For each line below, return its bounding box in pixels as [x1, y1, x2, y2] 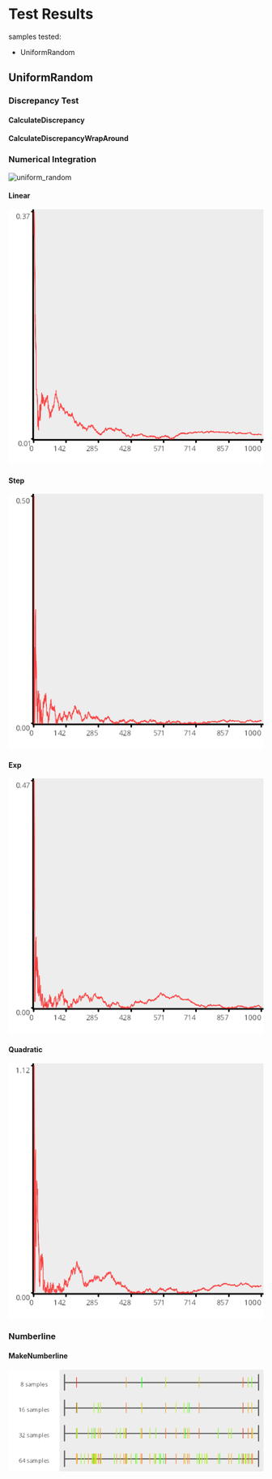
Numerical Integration [8, 154, 97, 165]
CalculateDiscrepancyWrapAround [8, 134, 130, 143]
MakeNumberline [8, 1351, 69, 1361]
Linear [8, 191, 31, 201]
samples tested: [8, 32, 62, 41]
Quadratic [8, 1044, 43, 1054]
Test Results [8, 5, 94, 23]
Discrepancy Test [8, 95, 79, 106]
